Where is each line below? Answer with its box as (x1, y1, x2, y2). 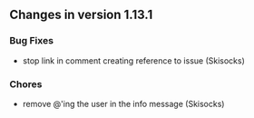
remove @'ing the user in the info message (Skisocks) (22, 98, 225, 109)
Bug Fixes (9, 34, 54, 47)
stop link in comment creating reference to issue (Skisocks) (22, 54, 245, 66)
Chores (9, 77, 43, 90)
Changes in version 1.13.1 (9, 7, 153, 23)
